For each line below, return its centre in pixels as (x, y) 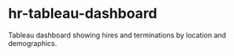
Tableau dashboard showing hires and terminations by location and (117, 35)
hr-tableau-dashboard (83, 14)
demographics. (33, 43)
